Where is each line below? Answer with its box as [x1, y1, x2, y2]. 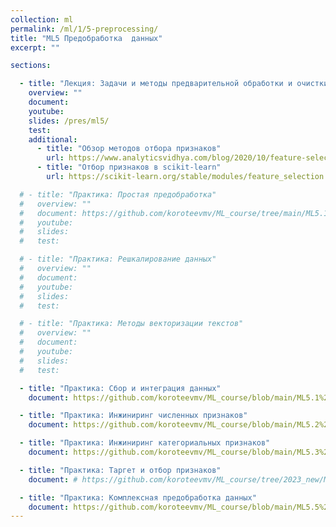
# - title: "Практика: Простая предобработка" [19, 189, 217, 200]
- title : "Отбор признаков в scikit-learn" [36, 162, 222, 173]
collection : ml [10, 14, 74, 25]
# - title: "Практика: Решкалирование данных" [19, 254, 217, 265]
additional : [28, 134, 78, 145]
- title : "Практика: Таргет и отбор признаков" [19, 465, 222, 475]
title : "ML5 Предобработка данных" [10, 33, 163, 43]
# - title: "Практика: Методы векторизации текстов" [19, 319, 244, 329]
